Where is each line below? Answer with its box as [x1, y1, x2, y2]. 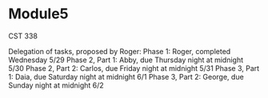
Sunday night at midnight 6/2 [8, 80, 104, 90]
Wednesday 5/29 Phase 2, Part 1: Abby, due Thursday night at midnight [8, 55, 244, 65]
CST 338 [8, 31, 38, 41]
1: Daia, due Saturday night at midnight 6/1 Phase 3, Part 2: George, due [8, 72, 244, 81]
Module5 [8, 5, 70, 23]
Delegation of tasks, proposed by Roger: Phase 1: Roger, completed [8, 46, 231, 56]
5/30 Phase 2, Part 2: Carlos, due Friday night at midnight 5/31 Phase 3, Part [8, 63, 260, 73]
